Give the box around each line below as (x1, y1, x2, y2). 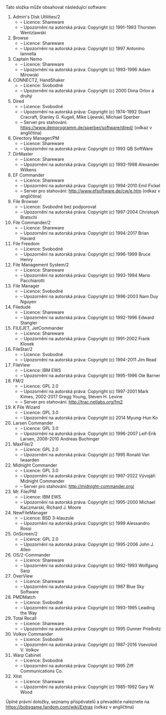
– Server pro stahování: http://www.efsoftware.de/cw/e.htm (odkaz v (20, 188, 161, 194)
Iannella (20, 51, 37, 57)
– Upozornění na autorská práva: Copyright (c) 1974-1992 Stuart (20, 109, 151, 115)
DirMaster (12, 151, 34, 157)
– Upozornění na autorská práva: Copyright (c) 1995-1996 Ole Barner (20, 372, 161, 378)
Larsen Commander (12, 420, 53, 426)
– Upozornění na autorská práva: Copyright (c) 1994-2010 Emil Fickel (20, 183, 161, 188)
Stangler (20, 320, 38, 326)
